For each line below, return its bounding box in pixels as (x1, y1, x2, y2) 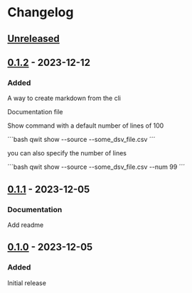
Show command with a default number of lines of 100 (7, 121, 164, 130)
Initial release (7, 278, 46, 287)
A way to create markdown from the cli (7, 94, 121, 103)
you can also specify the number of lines (7, 149, 127, 157)
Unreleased (7, 33, 60, 45)
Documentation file (7, 108, 63, 116)
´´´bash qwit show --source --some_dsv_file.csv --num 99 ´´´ (7, 162, 186, 171)
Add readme (7, 221, 44, 229)
